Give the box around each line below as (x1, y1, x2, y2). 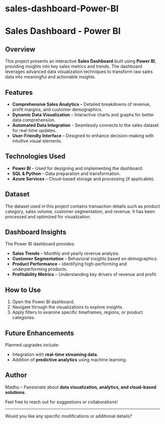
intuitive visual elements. (12, 138, 62, 143)
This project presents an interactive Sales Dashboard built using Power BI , (5, 58, 156, 64)
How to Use (5, 285, 41, 294)
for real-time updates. (12, 128, 56, 133)
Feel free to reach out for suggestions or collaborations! (5, 399, 118, 405)
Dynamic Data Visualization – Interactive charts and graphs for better (12, 112, 154, 117)
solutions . (5, 389, 26, 395)
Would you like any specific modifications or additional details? (5, 413, 133, 419)
